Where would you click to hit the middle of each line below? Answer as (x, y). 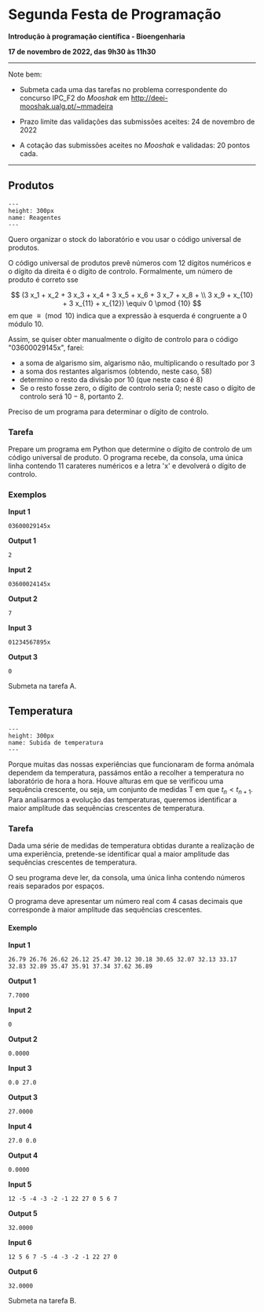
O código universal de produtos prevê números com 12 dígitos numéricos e (130, 262)
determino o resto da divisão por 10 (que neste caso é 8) (111, 379)
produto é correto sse (43, 279)
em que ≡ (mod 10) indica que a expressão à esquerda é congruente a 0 (128, 315)
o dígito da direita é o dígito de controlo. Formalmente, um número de (121, 271)
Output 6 (23, 1272)
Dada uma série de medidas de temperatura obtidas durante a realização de (132, 846)
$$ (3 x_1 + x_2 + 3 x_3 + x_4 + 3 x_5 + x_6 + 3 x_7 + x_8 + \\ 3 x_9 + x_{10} (132, 295)
